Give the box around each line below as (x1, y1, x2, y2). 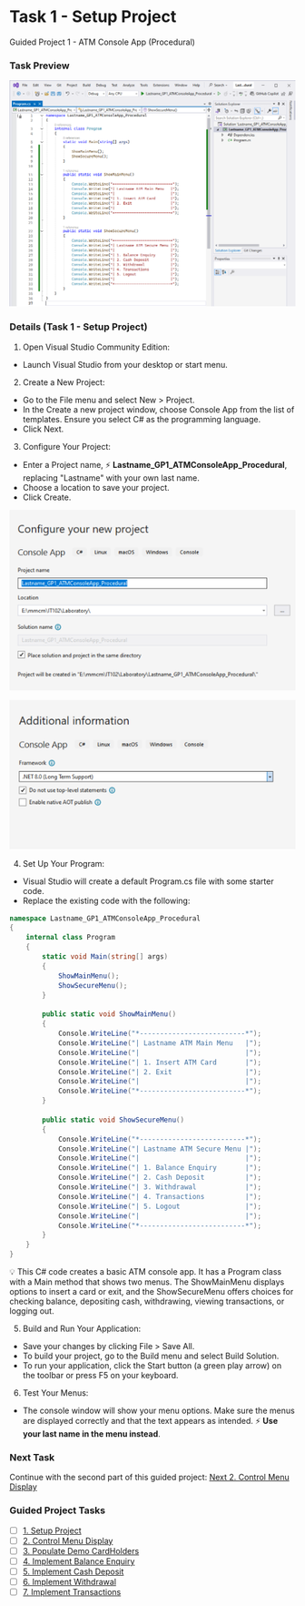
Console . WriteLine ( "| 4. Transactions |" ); (57, 1192, 261, 1201)
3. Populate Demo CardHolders (22, 1545, 140, 1556)
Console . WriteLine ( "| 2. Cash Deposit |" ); (57, 1173, 261, 1183)
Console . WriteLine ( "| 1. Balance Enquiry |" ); (57, 1164, 261, 1173)
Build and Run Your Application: (22, 1323, 142, 1335)
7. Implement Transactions (22, 1587, 122, 1598)
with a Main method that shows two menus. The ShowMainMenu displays (9, 1276, 285, 1287)
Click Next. (22, 423, 64, 434)
